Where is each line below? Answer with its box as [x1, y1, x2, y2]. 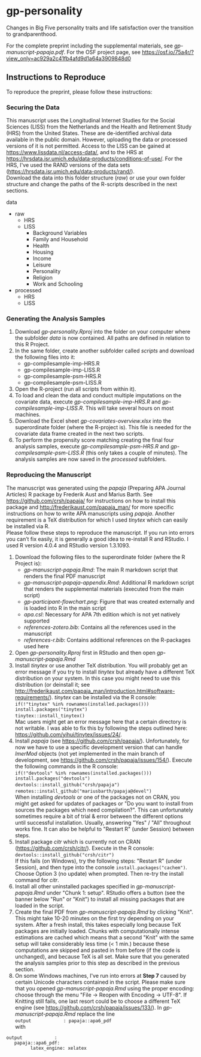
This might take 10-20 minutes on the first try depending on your [14, 914, 175, 922]
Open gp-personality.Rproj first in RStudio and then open [14, 649, 156, 656]
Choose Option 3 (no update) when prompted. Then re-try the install [14, 870, 184, 877]
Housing [32, 248, 54, 256]
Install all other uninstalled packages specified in [14, 882, 135, 890]
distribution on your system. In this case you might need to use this [14, 674, 181, 682]
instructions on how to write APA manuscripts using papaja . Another [6, 510, 175, 517]
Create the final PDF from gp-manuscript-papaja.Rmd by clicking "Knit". [14, 908, 193, 915]
